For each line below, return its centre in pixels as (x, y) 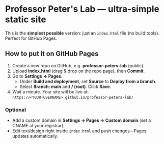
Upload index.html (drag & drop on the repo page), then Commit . (78, 71)
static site (26, 19)
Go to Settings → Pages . (37, 76)
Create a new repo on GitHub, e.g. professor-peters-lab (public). (78, 65)
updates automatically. (35, 136)
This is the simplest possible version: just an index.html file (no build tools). (82, 33)
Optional (15, 110)
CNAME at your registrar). (38, 126)
